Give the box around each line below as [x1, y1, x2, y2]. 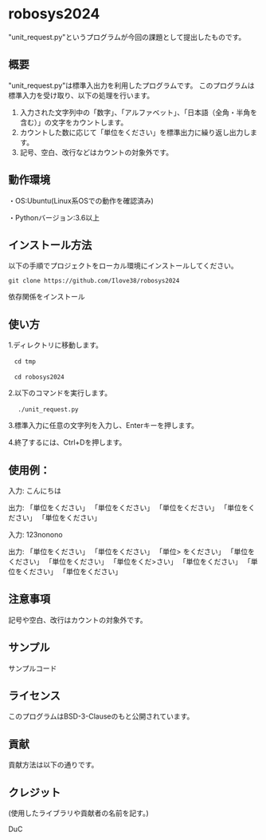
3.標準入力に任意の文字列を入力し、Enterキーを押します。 [8, 421, 199, 430]
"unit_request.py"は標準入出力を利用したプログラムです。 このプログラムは [8, 81, 255, 90]
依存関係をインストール [8, 292, 85, 302]
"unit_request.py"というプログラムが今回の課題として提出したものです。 [8, 32, 246, 42]
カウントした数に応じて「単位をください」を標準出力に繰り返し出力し [19, 127, 251, 137]
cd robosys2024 [14, 373, 65, 382]
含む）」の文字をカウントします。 [19, 117, 128, 127]
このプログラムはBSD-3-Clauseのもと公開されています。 [8, 711, 194, 721]
